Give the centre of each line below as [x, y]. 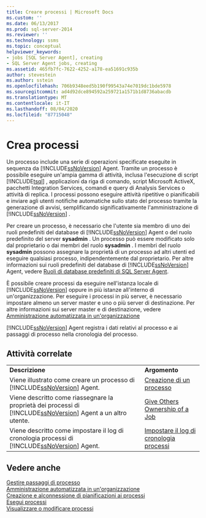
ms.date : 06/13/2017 [33, 23]
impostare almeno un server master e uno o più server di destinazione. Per [101, 303]
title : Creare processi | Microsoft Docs [60, 12]
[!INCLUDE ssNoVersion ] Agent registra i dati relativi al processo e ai [92, 328]
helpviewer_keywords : [34, 52]
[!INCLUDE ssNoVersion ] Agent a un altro [68, 413]
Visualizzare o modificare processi [50, 508]
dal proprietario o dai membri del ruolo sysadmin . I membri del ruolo [93, 245]
